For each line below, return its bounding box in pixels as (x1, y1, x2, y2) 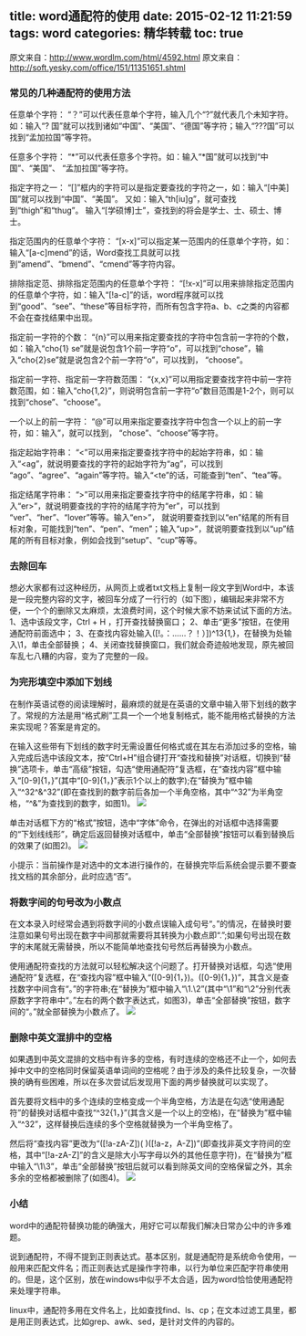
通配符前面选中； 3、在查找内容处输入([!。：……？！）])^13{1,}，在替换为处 (9, 628, 284, 639)
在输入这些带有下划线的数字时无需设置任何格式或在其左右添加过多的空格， (9, 741, 289, 752)
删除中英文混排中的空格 (9, 1031, 112, 1044)
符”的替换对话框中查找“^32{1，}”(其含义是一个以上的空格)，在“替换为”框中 (9, 1108, 284, 1119)
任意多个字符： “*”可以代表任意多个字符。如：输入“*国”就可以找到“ (9, 152, 261, 163)
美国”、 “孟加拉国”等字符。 (32, 163, 134, 174)
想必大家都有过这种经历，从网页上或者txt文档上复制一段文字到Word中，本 (9, 583, 287, 594)
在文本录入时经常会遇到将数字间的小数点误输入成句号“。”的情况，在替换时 (9, 919, 284, 929)
